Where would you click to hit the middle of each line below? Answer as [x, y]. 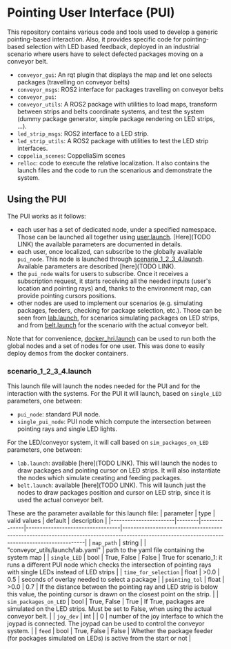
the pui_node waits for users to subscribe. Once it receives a [102, 273]
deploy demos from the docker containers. [68, 353]
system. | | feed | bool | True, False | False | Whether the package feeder [110, 631]
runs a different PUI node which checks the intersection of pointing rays [109, 565]
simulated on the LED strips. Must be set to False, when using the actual [110, 609]
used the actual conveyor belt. [60, 500]
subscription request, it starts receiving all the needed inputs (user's [114, 281]
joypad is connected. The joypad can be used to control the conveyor [106, 623]
